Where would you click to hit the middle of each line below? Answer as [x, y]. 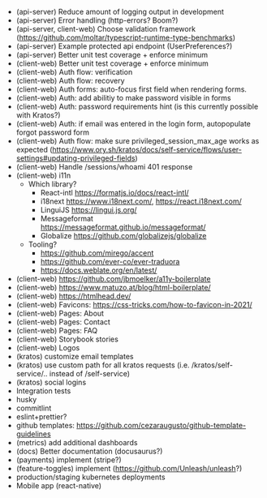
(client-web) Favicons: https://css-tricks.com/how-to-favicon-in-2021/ [134, 305]
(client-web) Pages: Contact [63, 322]
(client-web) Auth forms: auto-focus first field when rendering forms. [131, 89]
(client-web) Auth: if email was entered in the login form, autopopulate [133, 124]
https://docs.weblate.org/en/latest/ [99, 270]
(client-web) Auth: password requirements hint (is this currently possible [137, 106]
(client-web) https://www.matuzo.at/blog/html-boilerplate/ [113, 288]
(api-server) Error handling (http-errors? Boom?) [97, 20]
